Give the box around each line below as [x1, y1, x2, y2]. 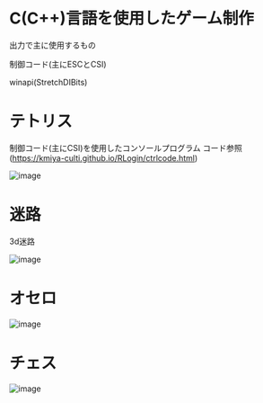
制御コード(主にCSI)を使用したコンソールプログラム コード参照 [9, 142, 242, 153]
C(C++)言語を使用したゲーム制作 [9, 8, 254, 29]
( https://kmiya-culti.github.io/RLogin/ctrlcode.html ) [9, 152, 198, 163]
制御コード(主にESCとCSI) [9, 58, 107, 69]
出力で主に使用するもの [9, 40, 96, 50]
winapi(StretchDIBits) [9, 76, 88, 87]
